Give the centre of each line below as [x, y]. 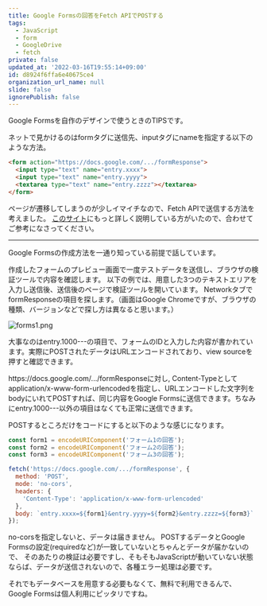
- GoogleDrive [39, 45]
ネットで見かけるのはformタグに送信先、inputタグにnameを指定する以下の [131, 138]
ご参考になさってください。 [53, 228]
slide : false [30, 89]
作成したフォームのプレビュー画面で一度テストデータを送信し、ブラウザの [130, 269]
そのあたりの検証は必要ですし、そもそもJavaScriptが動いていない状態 [138, 557]
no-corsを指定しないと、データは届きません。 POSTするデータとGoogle [127, 537]
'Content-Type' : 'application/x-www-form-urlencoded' [113, 499]
